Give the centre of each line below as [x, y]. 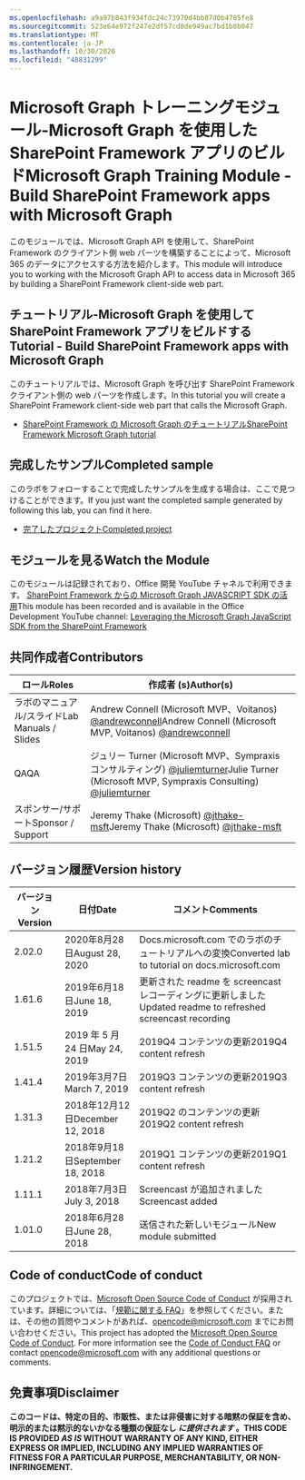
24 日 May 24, [94, 1048]
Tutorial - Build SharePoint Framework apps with [149, 346]
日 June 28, [88, 1231]
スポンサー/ [39, 809]
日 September [93, 1161]
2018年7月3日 [96, 1189]
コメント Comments [215, 909]
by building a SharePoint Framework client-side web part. [117, 283]
